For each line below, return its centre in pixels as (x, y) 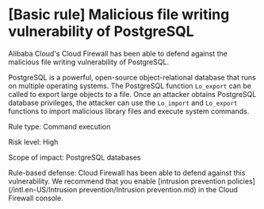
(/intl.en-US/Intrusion (43, 189)
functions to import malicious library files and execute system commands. (129, 111)
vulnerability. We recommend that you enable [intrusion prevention (117, 181)
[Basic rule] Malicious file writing (119, 15)
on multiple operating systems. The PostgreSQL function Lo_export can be (130, 86)
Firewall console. (36, 198)
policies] (241, 181)
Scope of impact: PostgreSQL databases (75, 157)
